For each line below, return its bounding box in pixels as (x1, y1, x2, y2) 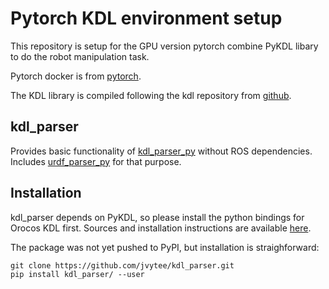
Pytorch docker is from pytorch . (10, 70, 142, 82)
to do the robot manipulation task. (10, 50, 150, 62)
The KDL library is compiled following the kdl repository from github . (10, 89, 292, 101)
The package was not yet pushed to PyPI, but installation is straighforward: (10, 241, 320, 253)
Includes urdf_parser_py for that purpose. (10, 155, 182, 167)
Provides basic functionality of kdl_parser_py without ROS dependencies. (10, 145, 313, 157)
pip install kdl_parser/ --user (10, 269, 145, 279)
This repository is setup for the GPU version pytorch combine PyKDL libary (10, 40, 319, 52)
